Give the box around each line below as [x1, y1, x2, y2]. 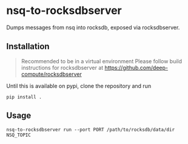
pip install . [6, 94, 42, 100]
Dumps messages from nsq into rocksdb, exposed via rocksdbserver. [6, 24, 180, 31]
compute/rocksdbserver [21, 70, 82, 78]
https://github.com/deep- [104, 64, 169, 71]
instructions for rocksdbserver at [21, 64, 104, 71]
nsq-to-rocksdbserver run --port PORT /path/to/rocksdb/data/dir [6, 126, 175, 132]
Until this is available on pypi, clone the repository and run [6, 82, 152, 89]
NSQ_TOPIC [6, 132, 32, 138]
